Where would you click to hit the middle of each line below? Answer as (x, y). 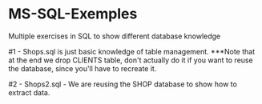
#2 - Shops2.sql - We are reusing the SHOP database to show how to (123, 84)
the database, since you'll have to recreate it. (83, 68)
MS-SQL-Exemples (73, 14)
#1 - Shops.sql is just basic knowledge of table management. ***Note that (131, 51)
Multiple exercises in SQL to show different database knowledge (115, 36)
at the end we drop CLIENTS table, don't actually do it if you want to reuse (131, 60)
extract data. (29, 92)
